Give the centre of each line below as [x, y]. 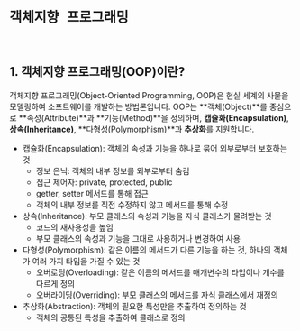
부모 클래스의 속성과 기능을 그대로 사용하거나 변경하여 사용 [138, 238]
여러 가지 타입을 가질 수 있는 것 [86, 261]
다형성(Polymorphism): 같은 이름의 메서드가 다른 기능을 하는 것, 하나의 [147, 250]
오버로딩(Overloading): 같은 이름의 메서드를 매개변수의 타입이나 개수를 [160, 272]
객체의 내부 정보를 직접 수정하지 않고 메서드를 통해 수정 [132, 205]
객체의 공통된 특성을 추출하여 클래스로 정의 [111, 317]
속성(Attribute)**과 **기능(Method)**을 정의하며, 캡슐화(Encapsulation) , [158, 117]
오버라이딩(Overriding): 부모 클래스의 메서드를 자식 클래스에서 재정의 [157, 295]
